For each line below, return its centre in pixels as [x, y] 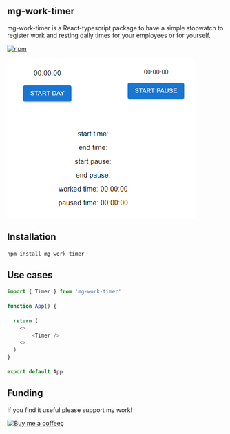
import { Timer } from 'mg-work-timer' [64, 292]
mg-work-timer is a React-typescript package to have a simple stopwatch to [115, 28]
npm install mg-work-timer [46, 254]
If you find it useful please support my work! [70, 410]
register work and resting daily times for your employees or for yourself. [109, 35]
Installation [32, 237]
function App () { [32, 307]
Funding [25, 393]
